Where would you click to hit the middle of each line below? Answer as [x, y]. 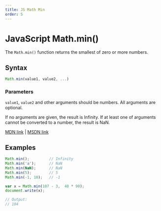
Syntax [16, 68]
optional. [14, 108]
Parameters [19, 92]
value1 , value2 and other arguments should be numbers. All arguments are [80, 103]
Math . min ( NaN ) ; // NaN [34, 168]
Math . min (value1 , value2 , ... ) [37, 79]
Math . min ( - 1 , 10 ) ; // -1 [33, 177]
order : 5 [14, 14]
